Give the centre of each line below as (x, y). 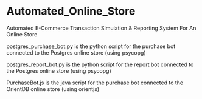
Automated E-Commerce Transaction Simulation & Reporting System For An (101, 28)
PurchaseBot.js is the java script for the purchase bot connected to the (95, 83)
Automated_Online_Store (71, 11)
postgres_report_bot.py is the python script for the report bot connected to (100, 64)
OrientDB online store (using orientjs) (53, 89)
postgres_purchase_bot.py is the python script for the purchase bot (91, 46)
